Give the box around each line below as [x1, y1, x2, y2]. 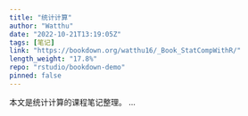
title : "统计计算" [9, 12, 73, 22]
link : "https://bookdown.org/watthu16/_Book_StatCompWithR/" [9, 46, 242, 55]
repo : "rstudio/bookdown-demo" [9, 63, 126, 72]
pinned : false [9, 71, 62, 80]
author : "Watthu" [9, 21, 74, 30]
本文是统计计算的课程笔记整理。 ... [9, 96, 136, 107]
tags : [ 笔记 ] [9, 37, 55, 47]
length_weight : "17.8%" [9, 54, 98, 63]
